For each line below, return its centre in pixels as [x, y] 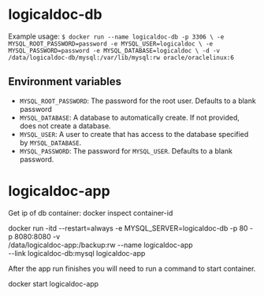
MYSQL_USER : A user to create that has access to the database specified [134, 134]
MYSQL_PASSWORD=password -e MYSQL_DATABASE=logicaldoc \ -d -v [114, 50]
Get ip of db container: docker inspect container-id [91, 213]
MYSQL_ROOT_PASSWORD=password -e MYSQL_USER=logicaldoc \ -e [111, 44]
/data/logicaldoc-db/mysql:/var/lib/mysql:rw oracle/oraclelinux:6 [121, 57]
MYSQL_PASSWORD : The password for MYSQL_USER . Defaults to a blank [126, 150]
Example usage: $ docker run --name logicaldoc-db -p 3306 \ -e [116, 36]
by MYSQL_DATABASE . [50, 142]
